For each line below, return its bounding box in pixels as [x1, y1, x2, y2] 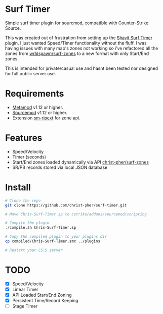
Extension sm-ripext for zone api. [12, 115, 81, 121]
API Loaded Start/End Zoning [12, 292, 72, 298]
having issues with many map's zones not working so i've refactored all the [5, 45, 158, 51]
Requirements [5, 88, 64, 100]
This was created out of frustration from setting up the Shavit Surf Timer [5, 35, 153, 41]
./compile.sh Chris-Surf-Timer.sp [5, 225, 77, 230]
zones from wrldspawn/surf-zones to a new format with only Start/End [5, 51, 149, 56]
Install [5, 182, 31, 193]
